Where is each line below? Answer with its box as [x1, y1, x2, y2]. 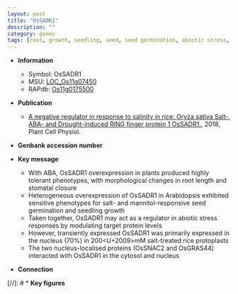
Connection [17, 265, 53, 273]
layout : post [7, 10, 46, 18]
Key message [17, 155, 59, 164]
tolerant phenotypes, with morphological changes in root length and [28, 176, 227, 185]
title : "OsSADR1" [7, 17, 59, 24]
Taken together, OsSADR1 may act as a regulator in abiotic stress [28, 214, 217, 222]
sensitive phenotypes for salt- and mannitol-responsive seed [28, 199, 207, 208]
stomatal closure [28, 183, 77, 192]
